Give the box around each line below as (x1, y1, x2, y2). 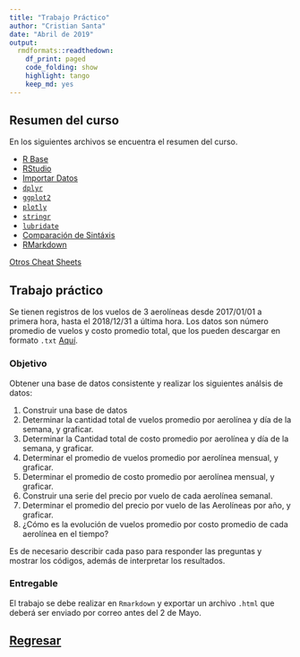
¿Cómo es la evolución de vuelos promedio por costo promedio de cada (21, 518, 288, 529)
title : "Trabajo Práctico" (9, 13, 110, 22)
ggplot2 (21, 193, 51, 202)
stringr (21, 212, 51, 222)
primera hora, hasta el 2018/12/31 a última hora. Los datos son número (9, 316, 269, 327)
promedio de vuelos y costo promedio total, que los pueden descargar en (9, 326, 280, 337)
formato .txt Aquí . (9, 335, 79, 346)
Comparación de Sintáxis (21, 230, 116, 241)
